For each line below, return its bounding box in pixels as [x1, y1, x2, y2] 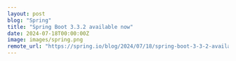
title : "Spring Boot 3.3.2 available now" [7, 23, 133, 30]
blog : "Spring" [7, 17, 52, 24]
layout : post [7, 10, 46, 18]
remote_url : [7, 43, 42, 50]
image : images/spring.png [7, 36, 83, 43]
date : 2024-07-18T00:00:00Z [7, 29, 90, 37]
